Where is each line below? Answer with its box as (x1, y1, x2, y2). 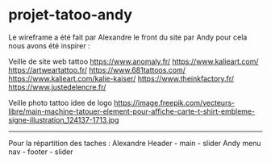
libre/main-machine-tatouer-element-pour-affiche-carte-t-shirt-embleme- (8, 107, 256, 116)
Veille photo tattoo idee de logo (8, 98, 113, 107)
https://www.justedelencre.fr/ (8, 82, 106, 92)
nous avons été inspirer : (8, 40, 90, 50)
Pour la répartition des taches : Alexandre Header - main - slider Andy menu (8, 138, 261, 148)
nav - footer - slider (8, 147, 74, 157)
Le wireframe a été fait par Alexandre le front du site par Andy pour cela (8, 32, 248, 42)
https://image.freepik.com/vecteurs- (114, 98, 236, 107)
